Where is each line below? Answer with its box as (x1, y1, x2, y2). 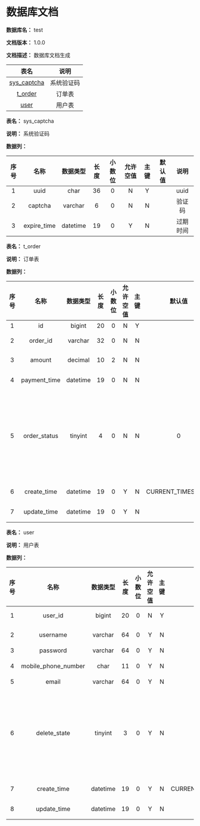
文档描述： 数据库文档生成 (6, 51, 70, 58)
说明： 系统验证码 (6, 130, 49, 137)
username (39, 630, 67, 639)
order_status (23, 431, 58, 440)
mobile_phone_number (21, 662, 85, 670)
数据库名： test (6, 26, 43, 33)
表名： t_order (6, 242, 41, 250)
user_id (42, 611, 64, 619)
